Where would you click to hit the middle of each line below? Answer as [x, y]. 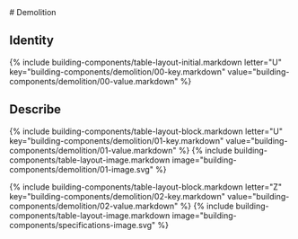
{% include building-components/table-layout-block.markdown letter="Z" [146, 187]
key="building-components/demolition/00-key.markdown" [118, 71]
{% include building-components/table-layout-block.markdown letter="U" [146, 131]
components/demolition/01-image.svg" [82, 169]
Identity [31, 41]
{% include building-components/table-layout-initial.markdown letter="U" [146, 62]
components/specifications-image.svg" [83, 225]
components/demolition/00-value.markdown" [94, 81]
